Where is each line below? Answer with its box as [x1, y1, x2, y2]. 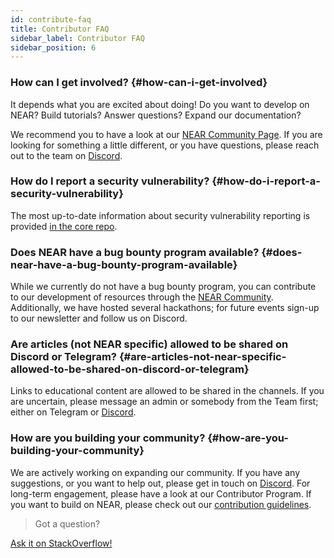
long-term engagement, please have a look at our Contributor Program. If [10, 487, 312, 500]
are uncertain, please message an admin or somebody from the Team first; [10, 396, 319, 408]
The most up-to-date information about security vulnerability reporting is [10, 209, 311, 221]
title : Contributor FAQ [10, 24, 110, 34]
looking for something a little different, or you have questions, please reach [10, 139, 320, 151]
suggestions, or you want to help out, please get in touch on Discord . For [10, 477, 311, 489]
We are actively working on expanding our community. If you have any [10, 466, 301, 478]
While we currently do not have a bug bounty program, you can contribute [10, 281, 317, 293]
